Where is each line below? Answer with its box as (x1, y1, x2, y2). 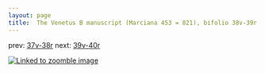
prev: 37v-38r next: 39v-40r (8, 40, 101, 49)
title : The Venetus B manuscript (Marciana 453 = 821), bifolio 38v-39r (8, 19, 258, 27)
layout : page (8, 11, 52, 20)
